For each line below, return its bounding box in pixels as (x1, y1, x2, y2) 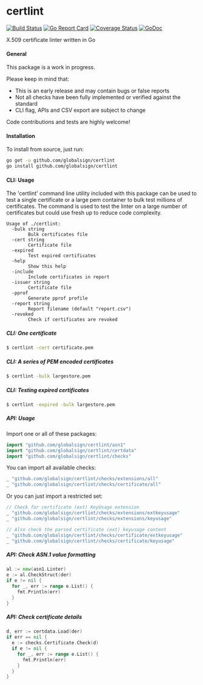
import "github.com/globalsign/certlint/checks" (6, 453, 131, 460)
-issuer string (12, 280, 50, 286)
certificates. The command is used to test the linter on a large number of (6, 202, 188, 210)
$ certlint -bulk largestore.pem (6, 373, 91, 379)
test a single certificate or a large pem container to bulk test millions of (6, 196, 183, 204)
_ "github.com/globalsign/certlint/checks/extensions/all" (6, 476, 159, 482)
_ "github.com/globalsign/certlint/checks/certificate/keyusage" (6, 538, 175, 544)
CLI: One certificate (6, 329, 57, 337)
